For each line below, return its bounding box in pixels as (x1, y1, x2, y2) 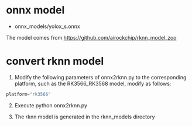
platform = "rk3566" (6, 91, 51, 97)
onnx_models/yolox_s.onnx (14, 23, 80, 30)
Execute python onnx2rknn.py (14, 101, 88, 108)
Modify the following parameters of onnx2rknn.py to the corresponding (14, 73, 187, 80)
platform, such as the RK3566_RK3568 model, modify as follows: (14, 80, 172, 87)
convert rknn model (6, 55, 104, 68)
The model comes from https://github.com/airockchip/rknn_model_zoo (6, 34, 177, 41)
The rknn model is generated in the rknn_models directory (14, 113, 155, 120)
